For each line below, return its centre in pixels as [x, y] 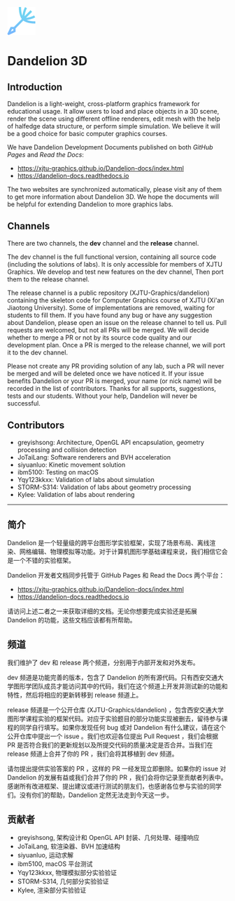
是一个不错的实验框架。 [41, 561]
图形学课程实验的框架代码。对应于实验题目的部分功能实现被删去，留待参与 [114, 719]
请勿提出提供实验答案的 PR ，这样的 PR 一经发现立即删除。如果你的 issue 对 [117, 769]
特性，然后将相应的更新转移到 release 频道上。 [75, 695]
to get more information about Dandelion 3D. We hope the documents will [113, 197]
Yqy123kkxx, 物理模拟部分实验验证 [67, 873]
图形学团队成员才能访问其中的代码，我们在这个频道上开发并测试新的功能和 [120, 686]
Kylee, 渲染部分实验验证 [52, 890]
